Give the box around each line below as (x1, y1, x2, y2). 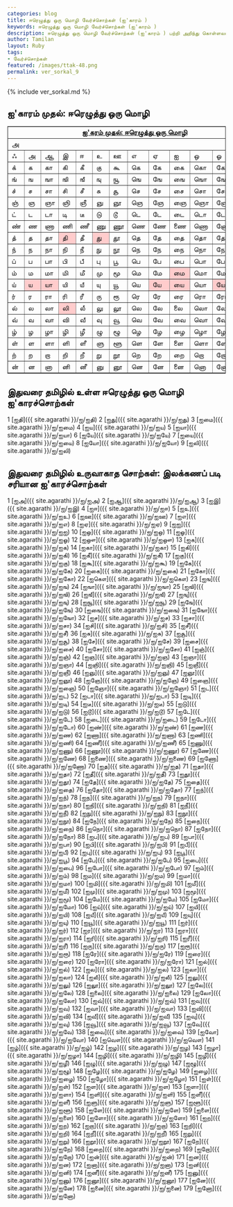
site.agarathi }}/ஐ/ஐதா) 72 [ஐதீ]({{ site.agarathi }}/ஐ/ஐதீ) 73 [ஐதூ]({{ (7, 769, 200, 778)
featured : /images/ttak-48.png (7, 62, 98, 69)
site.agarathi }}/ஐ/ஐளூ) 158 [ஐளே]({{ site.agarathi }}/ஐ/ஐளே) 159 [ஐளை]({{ (7, 1106, 220, 1114)
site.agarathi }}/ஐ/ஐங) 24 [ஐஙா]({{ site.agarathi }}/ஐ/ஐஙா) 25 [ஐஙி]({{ (7, 582, 204, 590)
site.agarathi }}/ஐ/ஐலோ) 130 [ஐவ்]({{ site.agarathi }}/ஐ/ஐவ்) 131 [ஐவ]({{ (7, 996, 210, 1004)
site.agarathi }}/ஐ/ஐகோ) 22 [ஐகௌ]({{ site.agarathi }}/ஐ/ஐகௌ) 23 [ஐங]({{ (7, 574, 221, 583)
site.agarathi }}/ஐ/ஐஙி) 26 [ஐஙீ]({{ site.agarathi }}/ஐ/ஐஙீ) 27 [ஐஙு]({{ (7, 590, 198, 598)
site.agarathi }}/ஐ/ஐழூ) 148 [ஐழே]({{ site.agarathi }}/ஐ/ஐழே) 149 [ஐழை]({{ (7, 1067, 218, 1075)
